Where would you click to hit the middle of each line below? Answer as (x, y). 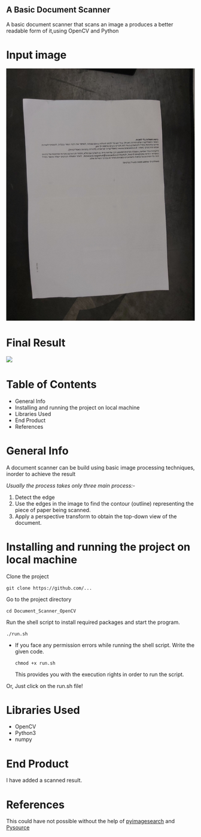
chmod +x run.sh (35, 663)
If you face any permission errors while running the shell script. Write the (105, 645)
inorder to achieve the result (41, 474)
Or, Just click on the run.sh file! (45, 686)
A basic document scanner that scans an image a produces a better (90, 24)
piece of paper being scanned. (53, 510)
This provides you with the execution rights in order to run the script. (99, 674)
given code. (29, 651)
